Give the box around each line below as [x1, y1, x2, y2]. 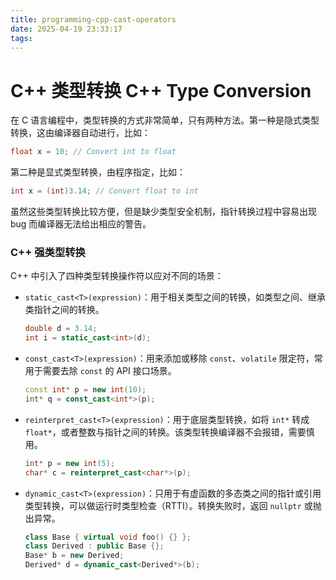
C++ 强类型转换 [10, 245, 86, 259]
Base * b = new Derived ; [24, 551, 125, 561]
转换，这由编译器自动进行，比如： [10, 127, 151, 139]
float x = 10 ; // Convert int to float [10, 147, 177, 157]
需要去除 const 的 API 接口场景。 [42, 365, 177, 377]
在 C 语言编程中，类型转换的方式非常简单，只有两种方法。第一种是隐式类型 [10, 114, 320, 126]
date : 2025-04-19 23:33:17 [10, 24, 123, 34]
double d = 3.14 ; [24, 324, 98, 334]
